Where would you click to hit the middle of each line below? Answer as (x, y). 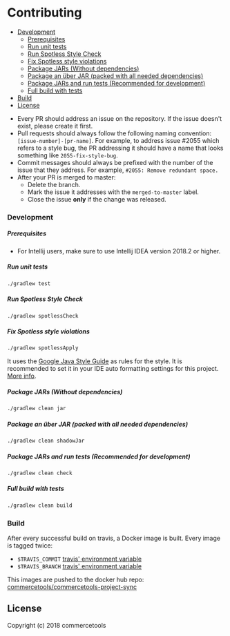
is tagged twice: (30, 546)
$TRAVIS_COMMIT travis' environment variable (79, 559)
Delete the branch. (54, 184)
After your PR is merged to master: (66, 177)
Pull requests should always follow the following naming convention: (114, 133)
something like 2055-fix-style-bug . (68, 155)
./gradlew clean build (40, 505)
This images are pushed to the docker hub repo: (76, 580)
